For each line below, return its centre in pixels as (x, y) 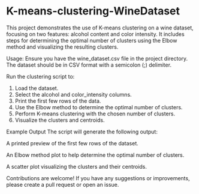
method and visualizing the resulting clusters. (62, 47)
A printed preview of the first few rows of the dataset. (73, 143)
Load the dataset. (37, 88)
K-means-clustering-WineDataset (93, 11)
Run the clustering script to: (40, 76)
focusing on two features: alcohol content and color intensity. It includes (95, 34)
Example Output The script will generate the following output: (82, 132)
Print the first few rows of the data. (58, 101)
